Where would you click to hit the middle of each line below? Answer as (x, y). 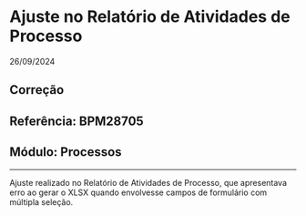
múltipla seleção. (41, 201)
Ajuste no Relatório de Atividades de (150, 17)
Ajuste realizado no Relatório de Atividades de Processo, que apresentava (148, 182)
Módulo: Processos (66, 152)
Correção (37, 90)
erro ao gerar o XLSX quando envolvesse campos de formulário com (138, 192)
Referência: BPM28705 (76, 121)
